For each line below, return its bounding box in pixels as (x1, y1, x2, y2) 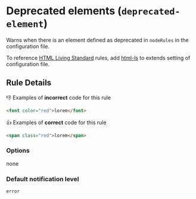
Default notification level (6, 175, 79, 183)
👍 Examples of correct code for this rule (6, 119, 107, 126)
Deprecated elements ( (6, 4, 122, 18)
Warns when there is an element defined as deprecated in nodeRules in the (6, 36, 189, 43)
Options (6, 147, 30, 155)
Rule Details (6, 78, 52, 88)
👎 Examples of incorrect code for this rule (6, 94, 111, 101)
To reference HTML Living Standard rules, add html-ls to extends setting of (6, 54, 191, 61)
